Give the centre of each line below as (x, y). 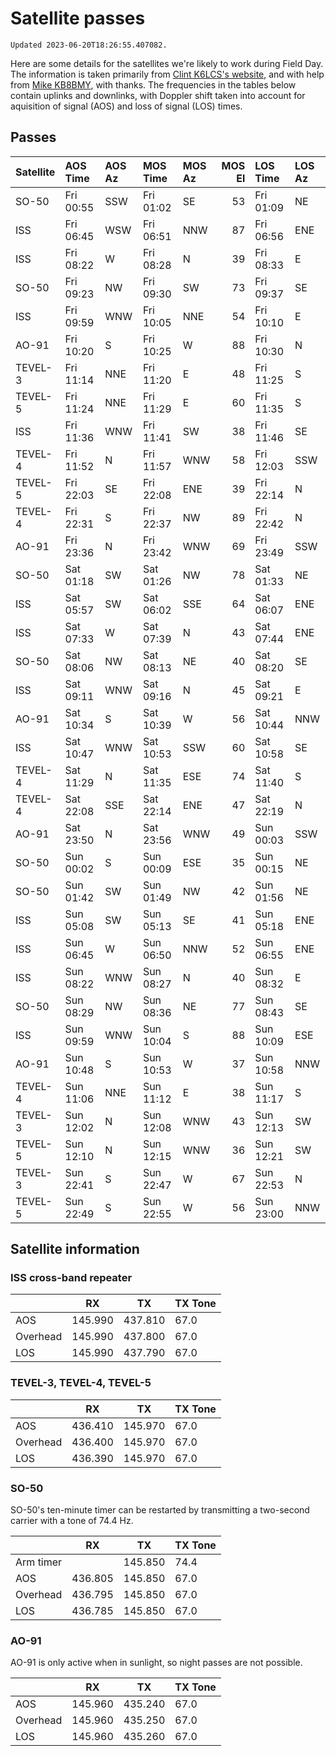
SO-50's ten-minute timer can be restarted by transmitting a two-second (160, 1510)
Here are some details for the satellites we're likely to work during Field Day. (167, 63)
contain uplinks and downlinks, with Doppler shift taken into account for (158, 95)
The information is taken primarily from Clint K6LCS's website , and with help (167, 74)
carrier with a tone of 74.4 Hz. (72, 1521)
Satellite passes (78, 18)
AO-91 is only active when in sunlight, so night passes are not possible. (156, 1663)
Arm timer (39, 1562)
